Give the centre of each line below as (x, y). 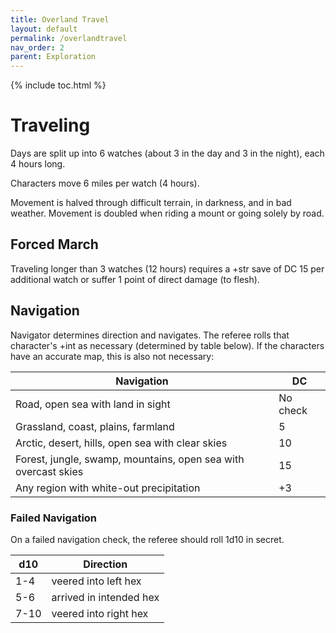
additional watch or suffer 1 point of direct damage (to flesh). (135, 279)
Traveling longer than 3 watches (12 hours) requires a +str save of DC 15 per (167, 268)
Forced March (54, 244)
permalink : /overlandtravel (69, 38)
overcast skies (49, 471)
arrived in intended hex (105, 597)
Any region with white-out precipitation (108, 488)
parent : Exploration (53, 57)
